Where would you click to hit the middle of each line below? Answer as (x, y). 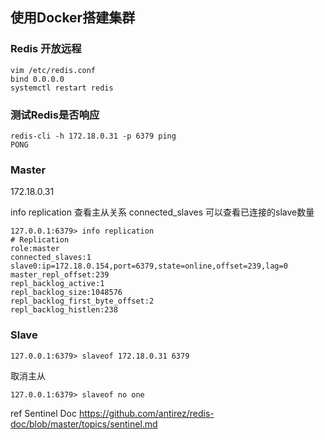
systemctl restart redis (62, 88)
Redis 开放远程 (46, 49)
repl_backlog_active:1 (57, 284)
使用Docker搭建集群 (73, 18)
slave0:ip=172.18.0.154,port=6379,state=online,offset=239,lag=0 (149, 266)
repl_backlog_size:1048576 (66, 293)
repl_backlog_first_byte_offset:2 (82, 301)
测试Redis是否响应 (55, 115)
